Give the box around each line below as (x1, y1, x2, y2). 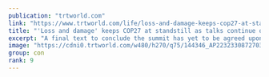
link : (8, 19, 26, 27)
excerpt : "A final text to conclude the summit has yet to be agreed (8, 34, 246, 43)
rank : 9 (8, 57, 34, 65)
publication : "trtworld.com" (8, 11, 106, 20)
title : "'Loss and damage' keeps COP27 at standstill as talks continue (8, 26, 256, 34)
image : (8, 42, 30, 50)
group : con (8, 49, 45, 57)
